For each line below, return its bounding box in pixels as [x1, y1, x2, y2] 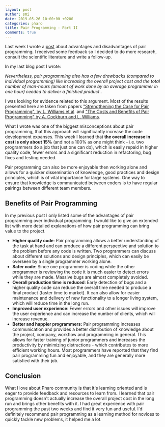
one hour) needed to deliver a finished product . [5, 89, 102, 94]
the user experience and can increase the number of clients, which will [12, 311, 156, 316]
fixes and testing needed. [5, 155, 56, 160]
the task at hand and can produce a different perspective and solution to [12, 243, 159, 249]
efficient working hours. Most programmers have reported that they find [12, 347, 158, 353]
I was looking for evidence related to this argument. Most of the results [5, 98, 148, 104]
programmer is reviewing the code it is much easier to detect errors [12, 269, 149, 275]
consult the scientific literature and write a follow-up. [5, 54, 112, 59]
